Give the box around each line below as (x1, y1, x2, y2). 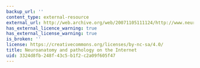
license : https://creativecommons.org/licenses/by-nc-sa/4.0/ (6, 42, 164, 48)
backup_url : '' (6, 8, 44, 15)
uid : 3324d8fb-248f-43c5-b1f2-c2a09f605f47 (6, 53, 116, 59)
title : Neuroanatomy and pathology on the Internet (6, 47, 137, 53)
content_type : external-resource (6, 14, 89, 20)
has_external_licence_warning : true (6, 25, 97, 31)
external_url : (6, 20, 42, 25)
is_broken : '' (6, 36, 42, 42)
